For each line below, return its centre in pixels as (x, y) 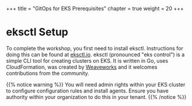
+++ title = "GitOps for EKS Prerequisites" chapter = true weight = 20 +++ (95, 8)
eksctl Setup (37, 32)
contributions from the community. (48, 73)
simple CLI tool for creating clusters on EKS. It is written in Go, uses (87, 60)
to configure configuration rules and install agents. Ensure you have (88, 91)
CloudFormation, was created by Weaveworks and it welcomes (82, 67)
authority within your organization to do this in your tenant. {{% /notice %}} (96, 97)
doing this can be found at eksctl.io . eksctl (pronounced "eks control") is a (95, 54)
